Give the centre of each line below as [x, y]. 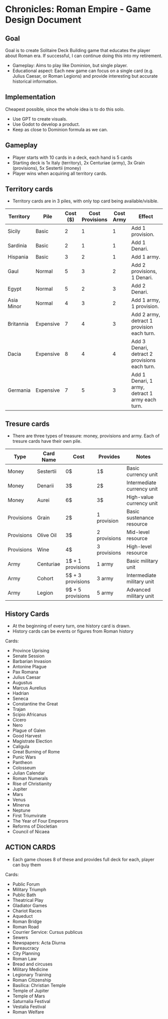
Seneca [20, 699]
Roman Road [25, 927]
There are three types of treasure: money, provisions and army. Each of [86, 436]
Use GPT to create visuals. [40, 119]
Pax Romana [25, 672]
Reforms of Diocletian [35, 826]
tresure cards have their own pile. [47, 441]
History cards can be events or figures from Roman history [73, 631]
